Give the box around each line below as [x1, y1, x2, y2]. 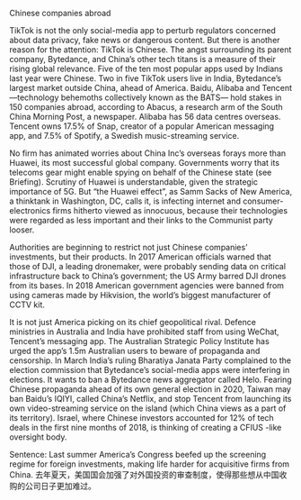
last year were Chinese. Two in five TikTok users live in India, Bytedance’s [9, 73, 281, 84]
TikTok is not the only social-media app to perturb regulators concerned [9, 25, 276, 35]
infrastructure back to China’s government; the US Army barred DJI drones [9, 270, 287, 281]
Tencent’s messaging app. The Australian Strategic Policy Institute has [9, 336, 270, 346]
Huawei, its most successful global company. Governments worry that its [9, 158, 280, 168]
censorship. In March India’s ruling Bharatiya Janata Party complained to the [9, 355, 292, 366]
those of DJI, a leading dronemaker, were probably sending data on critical [9, 261, 286, 271]
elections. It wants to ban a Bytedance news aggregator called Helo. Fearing [9, 374, 292, 385]
